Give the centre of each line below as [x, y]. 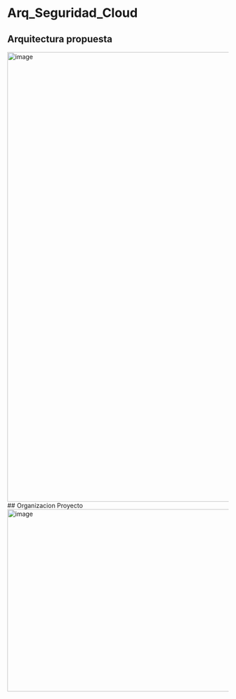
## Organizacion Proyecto [45, 506]
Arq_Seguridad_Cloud [73, 13]
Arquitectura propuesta [60, 39]
